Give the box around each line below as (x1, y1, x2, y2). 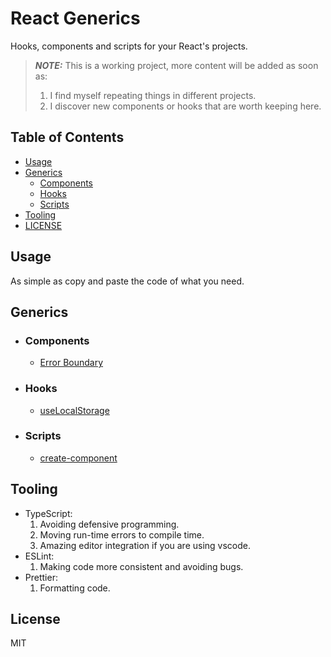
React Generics (10, 7, 141, 30)
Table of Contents (10, 129, 125, 146)
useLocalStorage (39, 404, 110, 416)
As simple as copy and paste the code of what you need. (10, 275, 245, 287)
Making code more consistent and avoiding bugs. (39, 560, 244, 572)
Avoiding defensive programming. (39, 518, 180, 530)
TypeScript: (24, 507, 73, 519)
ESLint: (24, 550, 55, 562)
